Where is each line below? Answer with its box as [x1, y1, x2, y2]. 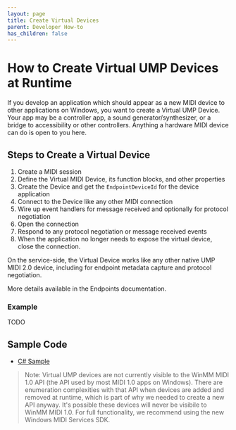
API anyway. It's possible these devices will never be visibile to [24, 400, 207, 409]
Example [7, 302, 38, 312]
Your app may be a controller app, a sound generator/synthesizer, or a [7, 113, 211, 122]
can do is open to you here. [7, 128, 87, 137]
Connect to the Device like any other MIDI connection [17, 198, 173, 205]
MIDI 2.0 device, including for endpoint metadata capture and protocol [7, 263, 212, 272]
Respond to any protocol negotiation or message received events [17, 227, 207, 236]
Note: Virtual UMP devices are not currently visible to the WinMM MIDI [24, 371, 230, 379]
